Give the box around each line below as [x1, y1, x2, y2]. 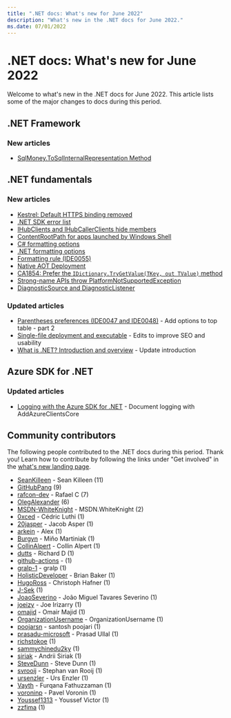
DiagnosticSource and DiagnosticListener [17, 284, 136, 292]
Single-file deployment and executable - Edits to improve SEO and [17, 331, 205, 339]
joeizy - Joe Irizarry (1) [17, 601, 82, 609]
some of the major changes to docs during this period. [7, 97, 162, 106]
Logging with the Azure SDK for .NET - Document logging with [17, 402, 195, 411]
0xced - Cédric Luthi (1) [17, 512, 85, 521]
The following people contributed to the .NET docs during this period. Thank [7, 448, 224, 456]
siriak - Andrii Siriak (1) [17, 652, 82, 660]
